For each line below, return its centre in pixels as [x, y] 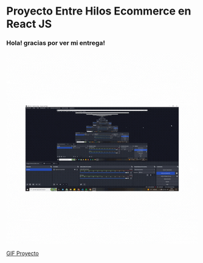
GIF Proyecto [23, 253]
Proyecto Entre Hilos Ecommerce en [99, 11]
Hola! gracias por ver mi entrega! [56, 43]
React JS [29, 24]
